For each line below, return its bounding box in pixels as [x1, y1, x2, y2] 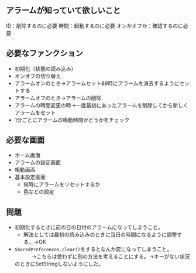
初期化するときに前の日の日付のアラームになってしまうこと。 [14, 224, 163, 231]
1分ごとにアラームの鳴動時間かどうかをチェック [14, 116, 130, 123]
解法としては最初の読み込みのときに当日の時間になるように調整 [23, 231, 177, 238]
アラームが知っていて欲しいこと [6, 5, 121, 16]
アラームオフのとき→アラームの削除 [14, 94, 102, 101]
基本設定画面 [14, 173, 46, 180]
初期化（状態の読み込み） [14, 65, 77, 72]
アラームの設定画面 [14, 159, 61, 166]
